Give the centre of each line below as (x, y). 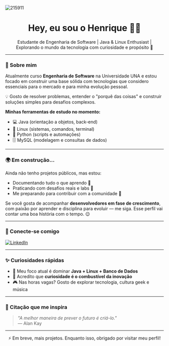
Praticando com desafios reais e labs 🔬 (53, 188)
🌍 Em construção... (30, 160)
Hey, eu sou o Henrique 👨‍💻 (84, 28)
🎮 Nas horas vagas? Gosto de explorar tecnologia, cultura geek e (81, 282)
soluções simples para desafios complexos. (51, 102)
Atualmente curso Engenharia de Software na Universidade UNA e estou (81, 76)
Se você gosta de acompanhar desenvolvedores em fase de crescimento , (83, 203)
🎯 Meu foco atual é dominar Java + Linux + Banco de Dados (75, 271)
